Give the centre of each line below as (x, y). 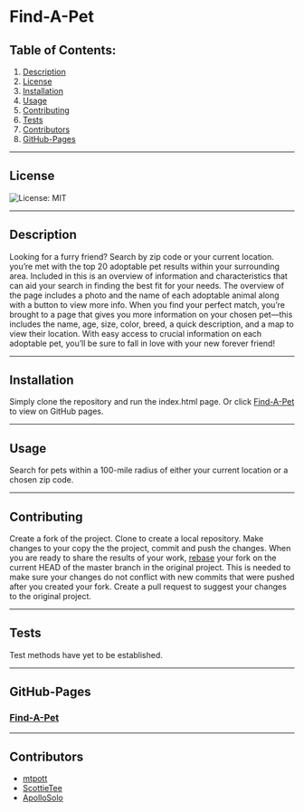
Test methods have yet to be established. (86, 654)
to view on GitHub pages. (57, 411)
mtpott (35, 779)
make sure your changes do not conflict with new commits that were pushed (152, 578)
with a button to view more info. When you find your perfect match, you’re (147, 304)
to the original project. (51, 597)
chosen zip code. (42, 480)
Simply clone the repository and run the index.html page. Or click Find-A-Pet (152, 402)
